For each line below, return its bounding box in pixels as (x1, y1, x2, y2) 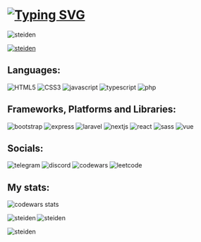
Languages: (7, 64, 61, 77)
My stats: (7, 181, 50, 193)
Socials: (7, 142, 44, 154)
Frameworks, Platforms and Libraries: (7, 103, 176, 115)
